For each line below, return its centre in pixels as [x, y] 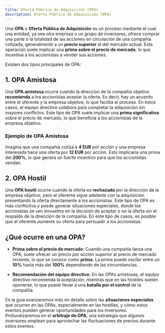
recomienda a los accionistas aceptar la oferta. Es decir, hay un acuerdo [79, 97]
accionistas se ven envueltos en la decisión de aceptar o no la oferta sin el [81, 211]
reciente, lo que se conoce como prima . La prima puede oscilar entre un [86, 260]
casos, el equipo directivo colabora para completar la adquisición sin [75, 107]
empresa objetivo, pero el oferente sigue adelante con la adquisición [75, 195]
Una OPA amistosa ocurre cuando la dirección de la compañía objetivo [77, 92]
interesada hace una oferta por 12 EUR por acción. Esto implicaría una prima [83, 152]
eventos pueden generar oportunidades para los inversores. [66, 310]
